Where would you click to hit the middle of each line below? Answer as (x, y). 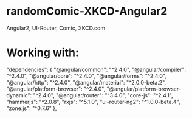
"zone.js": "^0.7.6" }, (32, 108)
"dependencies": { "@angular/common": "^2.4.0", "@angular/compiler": (96, 69)
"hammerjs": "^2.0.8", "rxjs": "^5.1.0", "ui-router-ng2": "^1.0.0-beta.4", (93, 102)
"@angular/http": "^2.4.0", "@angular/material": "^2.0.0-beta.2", (86, 82)
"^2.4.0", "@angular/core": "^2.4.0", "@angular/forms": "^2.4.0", (87, 76)
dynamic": (19, 95)
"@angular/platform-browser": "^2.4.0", (56, 89)
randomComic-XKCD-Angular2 (87, 11)
